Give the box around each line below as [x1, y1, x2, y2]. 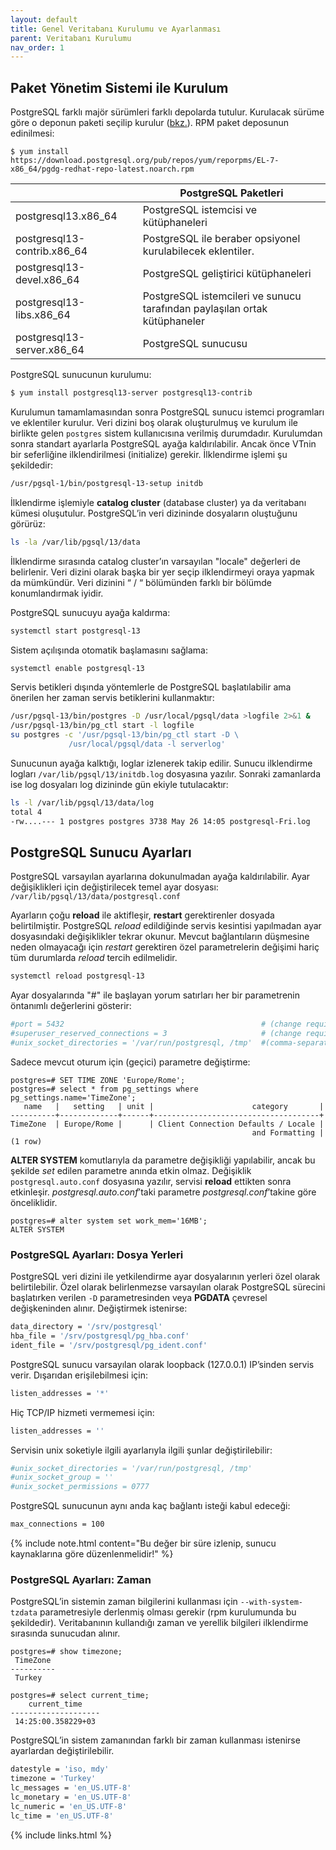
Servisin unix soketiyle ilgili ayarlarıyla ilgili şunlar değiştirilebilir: [10, 1444, 273, 1456]
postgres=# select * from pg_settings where [10, 1084, 199, 1094]
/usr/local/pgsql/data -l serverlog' [68, 739, 226, 750]
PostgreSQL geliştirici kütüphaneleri [142, 267, 312, 281]
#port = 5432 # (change [10, 1019, 302, 1030]
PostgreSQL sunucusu [142, 337, 248, 351]
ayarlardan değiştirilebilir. [10, 1745, 115, 1757]
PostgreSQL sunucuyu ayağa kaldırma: [10, 606, 171, 618]
